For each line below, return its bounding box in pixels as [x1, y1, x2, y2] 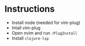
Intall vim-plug [11, 24, 41, 30]
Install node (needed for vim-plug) [11, 20, 81, 25]
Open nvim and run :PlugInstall [11, 30, 78, 36]
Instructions [4, 3, 55, 15]
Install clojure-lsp [11, 35, 49, 41]
